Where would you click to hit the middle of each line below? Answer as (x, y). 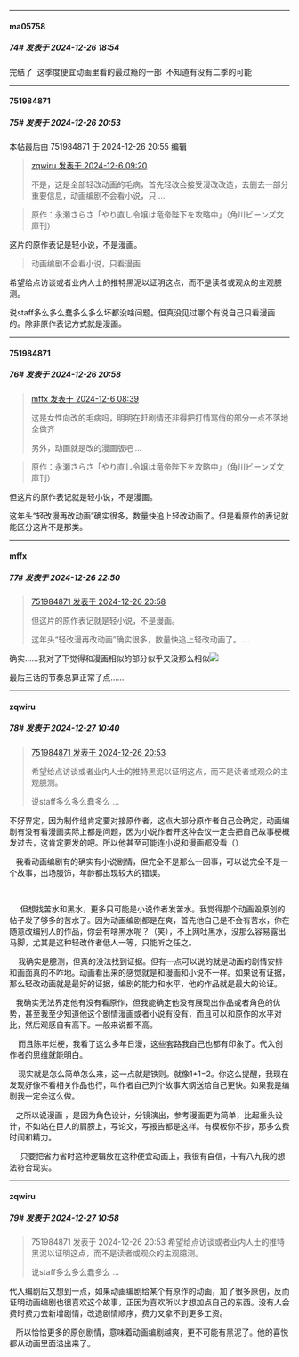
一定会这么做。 (52, 1096)
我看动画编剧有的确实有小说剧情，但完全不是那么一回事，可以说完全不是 (148, 862)
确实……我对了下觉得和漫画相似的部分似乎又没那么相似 (110, 658)
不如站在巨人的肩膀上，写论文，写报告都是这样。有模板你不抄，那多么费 (157, 1126)
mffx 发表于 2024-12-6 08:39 (85, 398)
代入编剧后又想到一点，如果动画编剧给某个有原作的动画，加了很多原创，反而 (149, 1291)
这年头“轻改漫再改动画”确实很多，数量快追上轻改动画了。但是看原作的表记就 (149, 515)
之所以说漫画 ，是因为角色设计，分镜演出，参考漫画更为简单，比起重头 (145, 1115)
